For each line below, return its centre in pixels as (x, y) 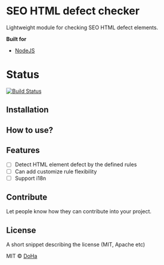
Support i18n (30, 178)
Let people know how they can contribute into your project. (79, 211)
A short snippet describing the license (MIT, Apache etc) (76, 245)
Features (23, 150)
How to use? (30, 130)
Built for (16, 39)
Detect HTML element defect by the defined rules (76, 164)
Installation (27, 110)
